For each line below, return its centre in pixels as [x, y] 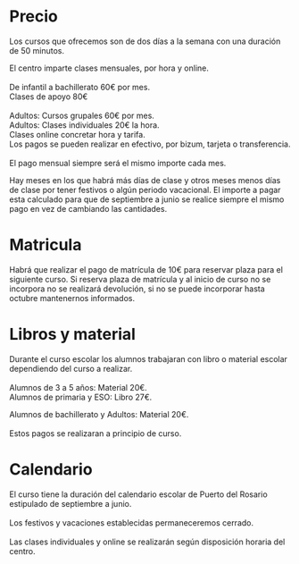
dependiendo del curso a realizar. [71, 368]
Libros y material [73, 335]
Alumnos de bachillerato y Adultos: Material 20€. [99, 414]
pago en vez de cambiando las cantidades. [88, 208]
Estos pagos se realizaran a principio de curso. [96, 433]
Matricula [46, 245]
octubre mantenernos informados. [72, 298]
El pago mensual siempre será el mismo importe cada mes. [118, 163]
